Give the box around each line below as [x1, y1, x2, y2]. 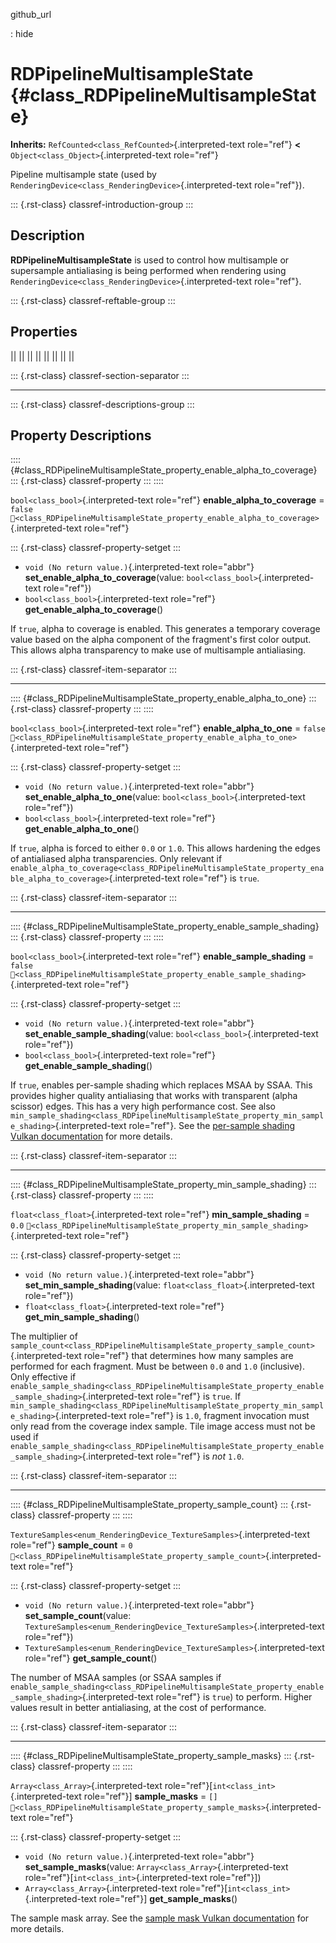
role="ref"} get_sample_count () [24, 1652, 158, 1664]
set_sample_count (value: [24, 1610, 132, 1622]
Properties [10, 324, 78, 341]
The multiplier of [10, 1330, 78, 1343]
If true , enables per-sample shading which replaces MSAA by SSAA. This [10, 1079, 313, 1091]
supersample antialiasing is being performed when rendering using [10, 264, 287, 276]
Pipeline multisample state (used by [10, 168, 157, 180]
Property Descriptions [10, 427, 152, 444]
